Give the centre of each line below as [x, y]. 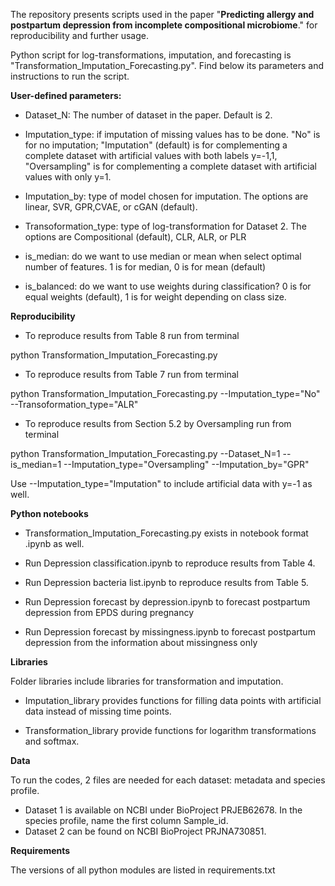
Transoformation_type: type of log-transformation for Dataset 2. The [165, 226]
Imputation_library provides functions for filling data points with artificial [173, 700]
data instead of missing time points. [98, 711]
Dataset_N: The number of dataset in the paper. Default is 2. [148, 115]
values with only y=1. [68, 177]
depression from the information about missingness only [141, 642]
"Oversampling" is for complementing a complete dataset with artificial [170, 166]
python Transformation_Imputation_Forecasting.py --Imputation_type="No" [165, 393]
